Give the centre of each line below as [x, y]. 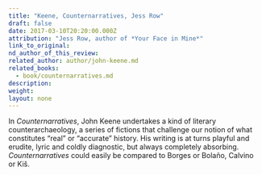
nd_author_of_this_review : [54, 53]
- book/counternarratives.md [64, 76]
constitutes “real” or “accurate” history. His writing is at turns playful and [129, 139]
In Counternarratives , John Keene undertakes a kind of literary [112, 121]
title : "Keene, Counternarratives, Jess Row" [86, 16]
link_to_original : [39, 46]
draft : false [30, 23]
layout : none [30, 98]
